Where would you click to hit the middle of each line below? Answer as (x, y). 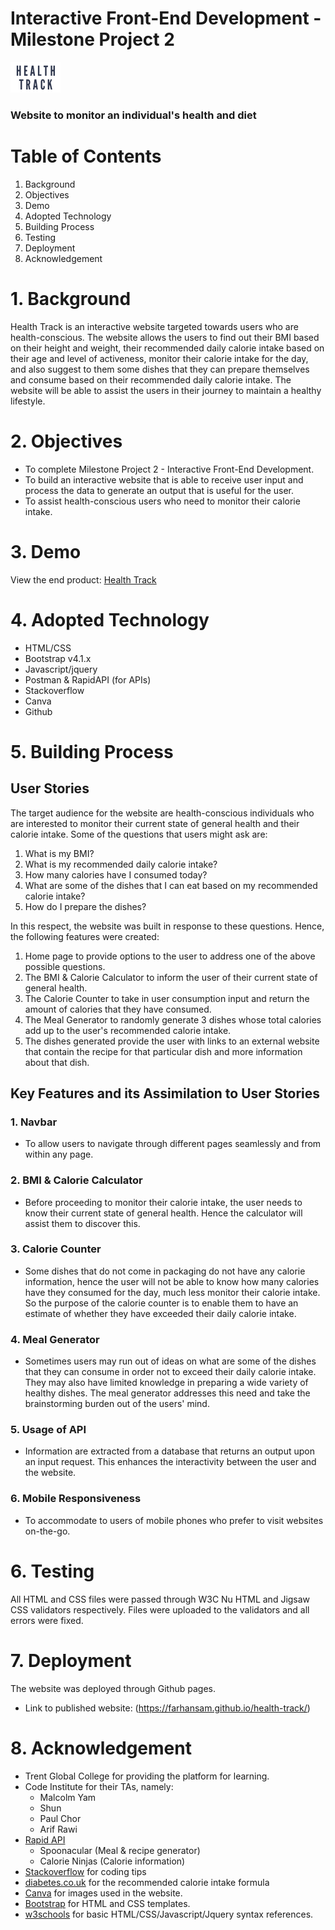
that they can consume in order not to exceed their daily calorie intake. (170, 1372)
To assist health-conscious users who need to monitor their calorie (162, 501)
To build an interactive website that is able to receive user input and (164, 479)
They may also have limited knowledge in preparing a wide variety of (166, 1383)
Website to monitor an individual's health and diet (133, 115)
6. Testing (52, 1571)
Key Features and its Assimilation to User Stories (165, 1093)
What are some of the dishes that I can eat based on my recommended (171, 885)
